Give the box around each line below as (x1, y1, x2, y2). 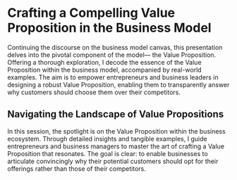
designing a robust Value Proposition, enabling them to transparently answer (7, 80, 230, 89)
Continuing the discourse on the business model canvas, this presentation (7, 43, 223, 51)
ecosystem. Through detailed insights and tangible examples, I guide (7, 134, 207, 143)
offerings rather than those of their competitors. (7, 164, 147, 173)
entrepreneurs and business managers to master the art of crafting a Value (7, 142, 224, 150)
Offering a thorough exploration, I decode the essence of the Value (7, 58, 202, 66)
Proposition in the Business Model (7, 20, 212, 36)
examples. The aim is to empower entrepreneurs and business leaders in (7, 72, 219, 82)
